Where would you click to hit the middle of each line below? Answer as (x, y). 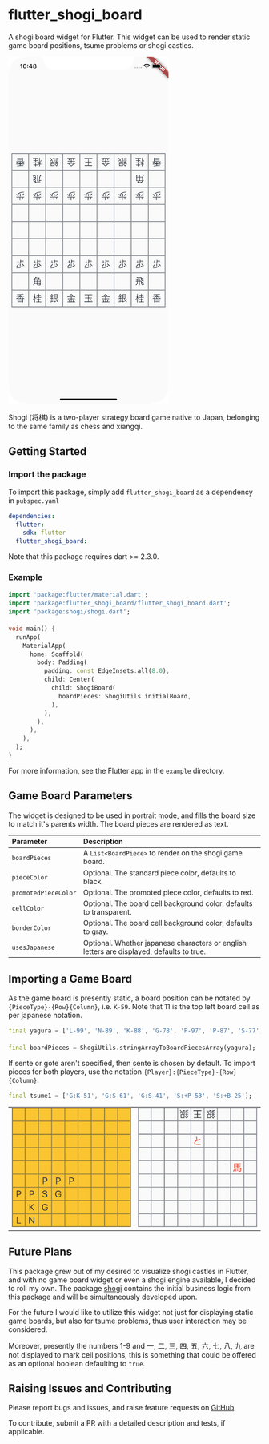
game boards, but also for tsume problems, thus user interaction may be (127, 1321)
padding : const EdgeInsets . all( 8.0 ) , (107, 671)
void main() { (32, 629)
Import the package (47, 474)
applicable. (26, 1432)
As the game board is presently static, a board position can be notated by (129, 998)
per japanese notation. (45, 1016)
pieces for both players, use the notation (75, 1072)
